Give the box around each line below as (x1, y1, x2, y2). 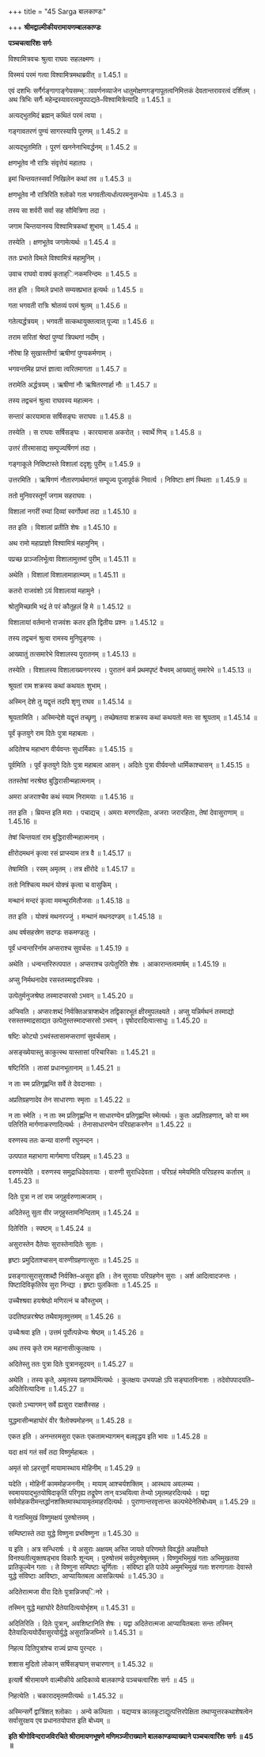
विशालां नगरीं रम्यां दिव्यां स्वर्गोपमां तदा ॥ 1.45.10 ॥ (8, 507, 137, 516)
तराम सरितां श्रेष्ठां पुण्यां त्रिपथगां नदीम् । (8, 333, 105, 341)
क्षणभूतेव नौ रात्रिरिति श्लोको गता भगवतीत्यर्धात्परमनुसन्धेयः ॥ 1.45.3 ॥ (8, 190, 184, 199)
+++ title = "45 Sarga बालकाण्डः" (8, 7, 107, 16)
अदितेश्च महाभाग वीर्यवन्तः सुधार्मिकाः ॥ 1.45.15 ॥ (8, 745, 133, 753)
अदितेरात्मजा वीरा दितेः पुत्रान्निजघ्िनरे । (8, 1587, 109, 1596)
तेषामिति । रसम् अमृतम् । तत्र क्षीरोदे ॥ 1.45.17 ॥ (8, 864, 134, 874)
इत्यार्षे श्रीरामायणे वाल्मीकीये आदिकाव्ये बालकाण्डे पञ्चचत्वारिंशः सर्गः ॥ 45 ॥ (8, 1675, 195, 1684)
